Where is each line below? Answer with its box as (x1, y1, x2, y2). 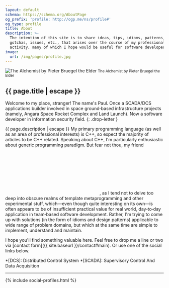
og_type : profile (5, 21, 42, 27)
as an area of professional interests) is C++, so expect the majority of (5, 131, 149, 137)
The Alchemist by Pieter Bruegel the (98, 69, 160, 74)
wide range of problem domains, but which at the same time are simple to (5, 222, 158, 228)
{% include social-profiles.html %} (5, 277, 77, 283)
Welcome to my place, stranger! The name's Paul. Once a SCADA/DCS (5, 100, 152, 106)
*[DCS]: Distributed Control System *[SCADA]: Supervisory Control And (5, 257, 155, 264)
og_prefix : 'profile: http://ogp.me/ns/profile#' (5, 17, 112, 22)
